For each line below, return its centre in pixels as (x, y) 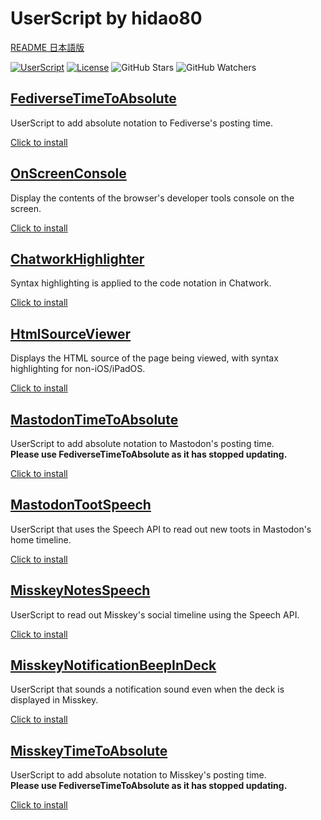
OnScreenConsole (68, 173)
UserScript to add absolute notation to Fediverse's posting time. (142, 123)
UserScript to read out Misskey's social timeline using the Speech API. (155, 614)
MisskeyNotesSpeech (80, 590)
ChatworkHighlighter (77, 258)
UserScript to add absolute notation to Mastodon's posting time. (142, 443)
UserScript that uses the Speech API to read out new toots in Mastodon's (161, 529)
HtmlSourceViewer (71, 333)
